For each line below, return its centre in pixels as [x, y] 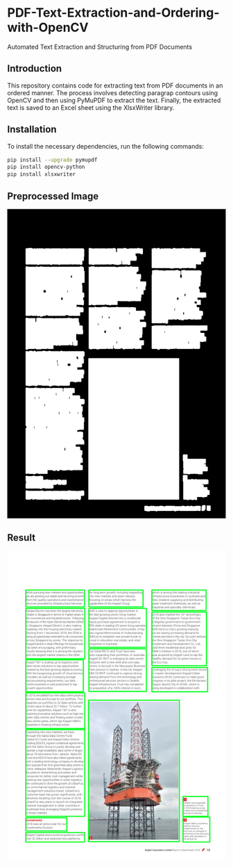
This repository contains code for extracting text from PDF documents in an [115, 85]
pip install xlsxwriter [42, 174]
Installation [32, 130]
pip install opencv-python [46, 167]
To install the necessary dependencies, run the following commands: [106, 146]
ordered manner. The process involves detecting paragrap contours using [113, 92]
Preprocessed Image [53, 196]
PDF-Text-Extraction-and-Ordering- [113, 13]
